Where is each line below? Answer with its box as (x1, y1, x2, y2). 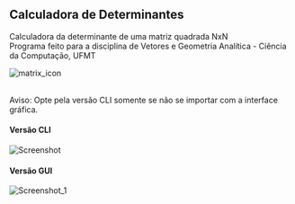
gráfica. (9, 103, 39, 115)
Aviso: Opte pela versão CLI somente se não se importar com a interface (9, 94, 279, 105)
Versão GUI (9, 165, 53, 176)
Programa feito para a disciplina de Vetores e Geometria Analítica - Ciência (9, 40, 287, 51)
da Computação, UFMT (9, 49, 96, 61)
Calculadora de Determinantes (9, 7, 184, 22)
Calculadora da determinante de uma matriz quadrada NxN (9, 31, 228, 41)
